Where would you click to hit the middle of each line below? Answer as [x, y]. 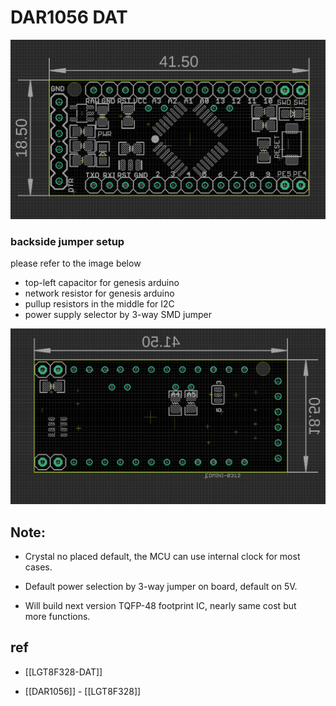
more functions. [57, 617]
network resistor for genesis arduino [99, 293]
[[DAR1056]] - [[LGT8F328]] [83, 691]
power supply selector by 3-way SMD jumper [118, 315]
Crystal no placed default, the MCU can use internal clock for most [162, 557]
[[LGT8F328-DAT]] [63, 672]
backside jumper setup [67, 241]
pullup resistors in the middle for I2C [99, 304]
